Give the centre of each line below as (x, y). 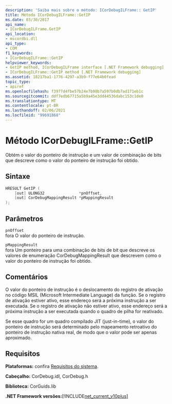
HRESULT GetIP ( (23, 188)
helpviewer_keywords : (28, 63)
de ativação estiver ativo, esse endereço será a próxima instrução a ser (81, 300)
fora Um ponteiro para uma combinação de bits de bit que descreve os (80, 250)
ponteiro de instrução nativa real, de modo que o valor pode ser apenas (81, 332)
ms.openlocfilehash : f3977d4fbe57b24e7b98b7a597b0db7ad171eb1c (74, 91)
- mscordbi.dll (22, 39)
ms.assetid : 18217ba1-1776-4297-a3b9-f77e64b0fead (61, 77)
